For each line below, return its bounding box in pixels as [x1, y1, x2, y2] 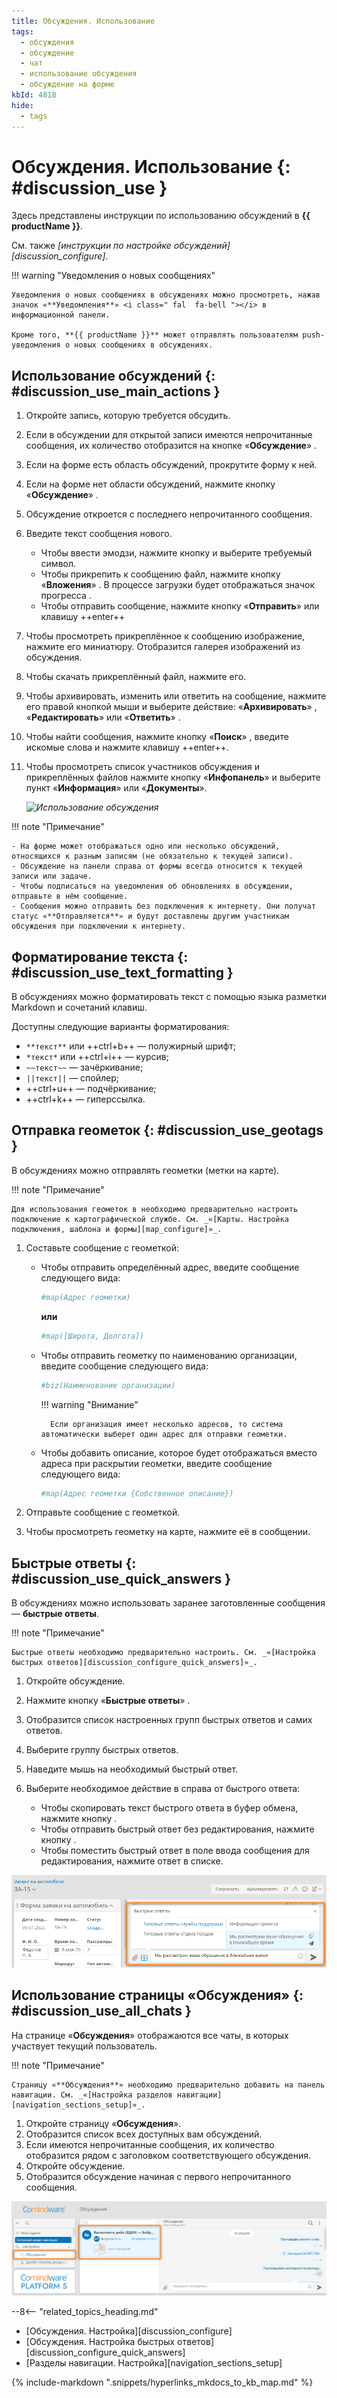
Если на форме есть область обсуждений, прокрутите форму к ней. [25, 459, 318, 471]
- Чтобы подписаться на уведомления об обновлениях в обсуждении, [11, 881, 294, 892]
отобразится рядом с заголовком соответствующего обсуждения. [25, 2149, 312, 2161]
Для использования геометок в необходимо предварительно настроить [11, 1204, 299, 1214]
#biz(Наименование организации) [40, 1380, 176, 1390]
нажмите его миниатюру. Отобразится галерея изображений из [25, 641, 301, 653]
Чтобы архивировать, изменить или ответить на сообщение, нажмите [25, 690, 327, 702]
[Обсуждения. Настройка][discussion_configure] [25, 2325, 233, 2337]
